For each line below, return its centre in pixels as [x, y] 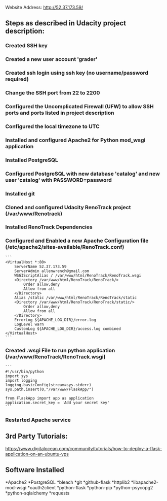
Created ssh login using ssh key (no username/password [77, 73]
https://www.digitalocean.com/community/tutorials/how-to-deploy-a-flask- [84, 448]
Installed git [20, 193]
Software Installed [35, 470]
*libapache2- [144, 482]
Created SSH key [27, 46]
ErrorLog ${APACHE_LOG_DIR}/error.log [55, 320]
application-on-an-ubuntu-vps [37, 454]
